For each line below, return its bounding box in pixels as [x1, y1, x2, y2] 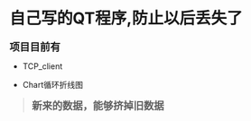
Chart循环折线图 [22, 79, 84, 90]
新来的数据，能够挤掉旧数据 [31, 99, 164, 112]
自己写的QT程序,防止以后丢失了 [9, 8, 243, 29]
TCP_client [22, 60, 63, 72]
